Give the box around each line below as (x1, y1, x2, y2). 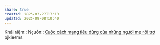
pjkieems (4, 34, 23, 40)
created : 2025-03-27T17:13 (4, 12, 59, 16)
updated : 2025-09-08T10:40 (4, 16, 59, 21)
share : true (4, 7, 29, 12)
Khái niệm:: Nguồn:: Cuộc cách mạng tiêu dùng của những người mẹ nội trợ (4, 30, 156, 35)
